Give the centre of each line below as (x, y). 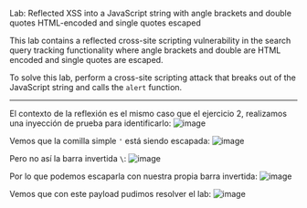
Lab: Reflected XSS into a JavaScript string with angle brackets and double (151, 13)
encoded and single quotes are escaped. (86, 60)
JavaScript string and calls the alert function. (96, 87)
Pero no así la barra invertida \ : (68, 158)
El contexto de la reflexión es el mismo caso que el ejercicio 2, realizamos (148, 114)
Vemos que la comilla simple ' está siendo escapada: (110, 141)
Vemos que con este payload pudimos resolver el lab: (111, 194)
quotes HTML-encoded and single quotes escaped (105, 23)
